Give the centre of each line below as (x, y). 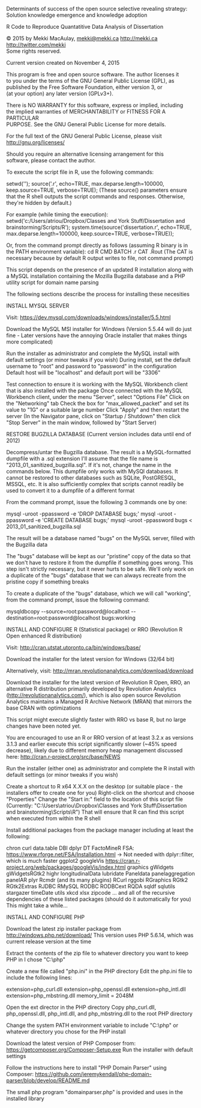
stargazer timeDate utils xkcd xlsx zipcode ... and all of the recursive (91, 893)
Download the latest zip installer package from (64, 929)
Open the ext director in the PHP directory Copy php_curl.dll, (81, 1007)
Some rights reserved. (34, 51)
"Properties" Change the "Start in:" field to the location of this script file (94, 799)
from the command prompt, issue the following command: (78, 600)
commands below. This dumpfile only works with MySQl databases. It (92, 471)
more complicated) (30, 342)
